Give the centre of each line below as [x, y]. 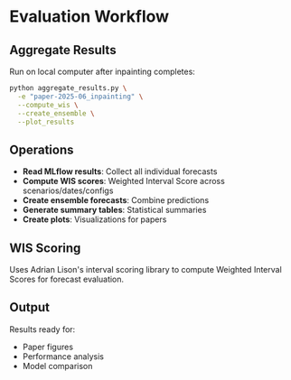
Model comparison [57, 366]
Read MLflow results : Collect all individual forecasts [120, 171]
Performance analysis [63, 356]
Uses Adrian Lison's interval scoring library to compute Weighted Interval [145, 269]
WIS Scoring [45, 248]
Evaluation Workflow [89, 17]
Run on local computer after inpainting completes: [103, 71]
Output [29, 307]
